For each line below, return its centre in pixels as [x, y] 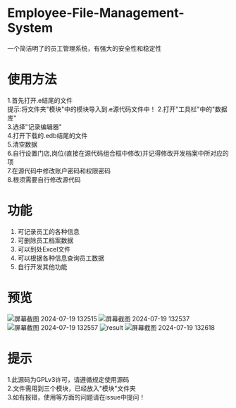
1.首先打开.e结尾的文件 [40, 100]
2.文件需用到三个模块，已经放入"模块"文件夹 [72, 388]
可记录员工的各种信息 [48, 231]
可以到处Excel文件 [44, 249]
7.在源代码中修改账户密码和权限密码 [59, 171]
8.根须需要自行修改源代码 [44, 179]
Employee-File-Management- [96, 13]
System [30, 28]
